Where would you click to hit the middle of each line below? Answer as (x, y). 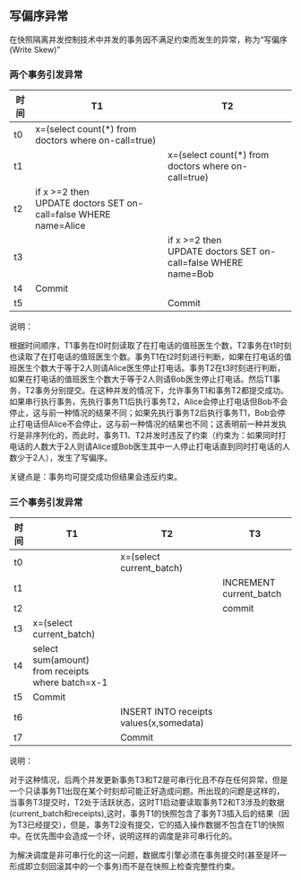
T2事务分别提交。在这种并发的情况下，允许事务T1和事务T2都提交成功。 (156, 391)
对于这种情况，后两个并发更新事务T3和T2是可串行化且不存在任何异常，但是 (149, 780)
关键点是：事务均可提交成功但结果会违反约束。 (95, 477)
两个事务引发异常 (46, 75)
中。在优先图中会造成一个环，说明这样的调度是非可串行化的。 (123, 836)
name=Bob (190, 274)
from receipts (61, 672)
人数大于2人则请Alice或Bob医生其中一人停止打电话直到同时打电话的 (158, 446)
